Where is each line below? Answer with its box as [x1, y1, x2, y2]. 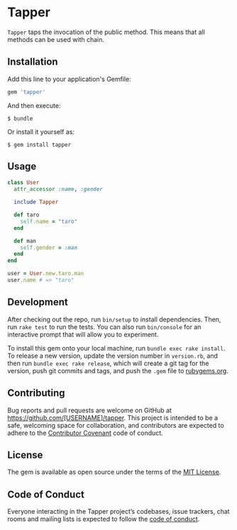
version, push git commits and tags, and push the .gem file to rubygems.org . [7, 366, 229, 375]
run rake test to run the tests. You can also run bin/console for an [7, 322, 202, 331]
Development [7, 296, 69, 309]
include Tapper [13, 199, 59, 206]
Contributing [7, 387, 65, 399]
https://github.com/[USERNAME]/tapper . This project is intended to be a [7, 413, 219, 422]
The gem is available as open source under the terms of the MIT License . [7, 468, 221, 476]
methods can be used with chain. [7, 35, 105, 43]
